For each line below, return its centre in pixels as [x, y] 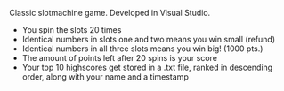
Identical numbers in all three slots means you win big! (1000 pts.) [142, 49]
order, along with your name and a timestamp [105, 77]
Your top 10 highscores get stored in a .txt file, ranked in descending [147, 67]
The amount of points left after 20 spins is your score [120, 58]
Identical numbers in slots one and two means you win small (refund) [149, 39]
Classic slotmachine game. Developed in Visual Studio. [110, 13]
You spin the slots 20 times [72, 30]
